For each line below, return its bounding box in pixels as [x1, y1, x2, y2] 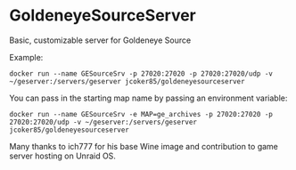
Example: [9, 52, 44, 62]
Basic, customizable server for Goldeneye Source [9, 35, 192, 45]
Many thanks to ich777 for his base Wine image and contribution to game [9, 141, 279, 151]
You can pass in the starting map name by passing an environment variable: [9, 93, 288, 103]
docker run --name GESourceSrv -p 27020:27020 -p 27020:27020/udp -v [9, 69, 274, 78]
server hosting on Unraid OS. [9, 150, 116, 161]
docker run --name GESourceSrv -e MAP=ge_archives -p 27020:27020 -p [9, 109, 274, 118]
